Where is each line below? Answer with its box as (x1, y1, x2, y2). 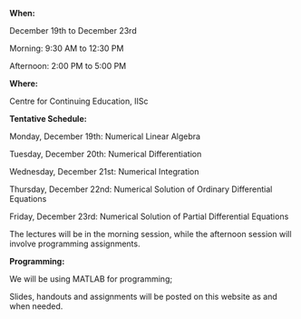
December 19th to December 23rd (9, 25, 138, 35)
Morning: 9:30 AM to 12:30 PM (9, 43, 124, 54)
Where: (9, 78, 38, 89)
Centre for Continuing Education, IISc (9, 95, 149, 106)
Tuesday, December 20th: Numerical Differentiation (9, 149, 202, 159)
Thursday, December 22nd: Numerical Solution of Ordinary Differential (9, 184, 273, 194)
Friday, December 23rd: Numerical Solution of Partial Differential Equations (9, 211, 289, 222)
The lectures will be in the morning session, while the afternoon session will (9, 229, 292, 239)
